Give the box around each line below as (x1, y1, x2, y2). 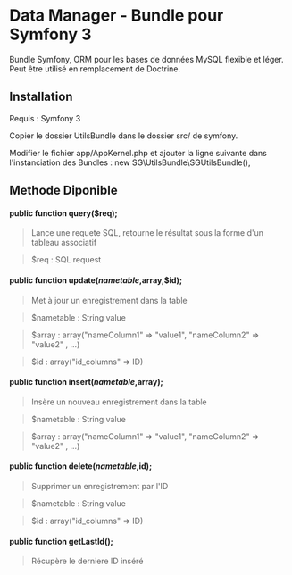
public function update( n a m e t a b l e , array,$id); (9, 274, 183, 286)
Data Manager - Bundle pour (9, 5, 224, 26)
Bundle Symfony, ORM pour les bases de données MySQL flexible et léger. (9, 54, 284, 64)
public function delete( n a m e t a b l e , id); (9, 461, 153, 471)
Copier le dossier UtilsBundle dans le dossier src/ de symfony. (9, 130, 238, 141)
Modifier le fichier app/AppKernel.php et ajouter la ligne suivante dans (9, 147, 268, 158)
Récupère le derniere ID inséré (30, 555, 144, 567)
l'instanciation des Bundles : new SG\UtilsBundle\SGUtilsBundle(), (9, 157, 251, 168)
